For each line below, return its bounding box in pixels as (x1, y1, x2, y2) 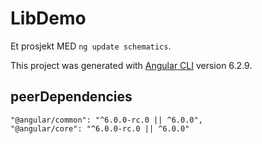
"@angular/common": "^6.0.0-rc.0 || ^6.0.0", (10, 115, 203, 125)
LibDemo (10, 7, 87, 30)
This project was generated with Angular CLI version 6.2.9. (10, 59, 253, 71)
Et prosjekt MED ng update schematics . (10, 40, 172, 52)
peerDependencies (10, 88, 133, 106)
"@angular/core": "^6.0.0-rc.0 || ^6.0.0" (10, 123, 190, 134)
